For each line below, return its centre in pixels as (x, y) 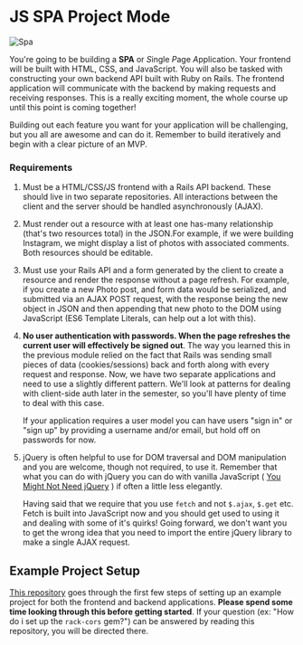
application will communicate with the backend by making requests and (142, 88)
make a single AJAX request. (76, 542)
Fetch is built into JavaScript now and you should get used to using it (151, 514)
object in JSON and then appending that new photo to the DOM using (152, 308)
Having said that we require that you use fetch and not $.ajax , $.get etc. (158, 504)
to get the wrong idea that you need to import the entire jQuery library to (157, 533)
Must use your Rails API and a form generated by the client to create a (153, 270)
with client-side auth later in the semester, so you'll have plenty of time (154, 394)
